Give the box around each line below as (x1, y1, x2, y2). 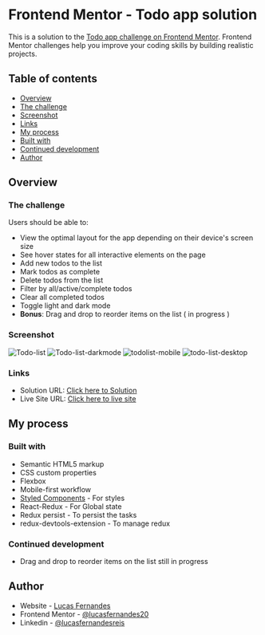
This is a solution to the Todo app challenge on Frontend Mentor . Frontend (8, 32, 252, 41)
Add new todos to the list (19, 258, 102, 268)
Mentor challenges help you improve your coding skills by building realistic (8, 40, 254, 49)
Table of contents (8, 72, 97, 85)
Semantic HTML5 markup (19, 459, 105, 468)
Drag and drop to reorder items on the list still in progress (19, 557, 209, 566)
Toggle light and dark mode (19, 301, 111, 310)
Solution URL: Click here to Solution (19, 385, 137, 396)
